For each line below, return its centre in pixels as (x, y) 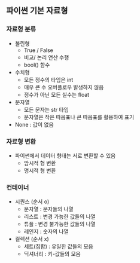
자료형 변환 (21, 141)
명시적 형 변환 (40, 170)
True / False (39, 50)
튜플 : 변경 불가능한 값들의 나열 (60, 224)
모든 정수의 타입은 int (48, 79)
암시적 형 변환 (40, 163)
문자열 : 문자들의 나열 (48, 209)
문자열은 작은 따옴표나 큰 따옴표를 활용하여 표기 (79, 117)
